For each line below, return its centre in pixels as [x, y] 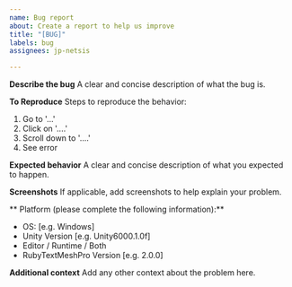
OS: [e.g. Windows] [58, 227]
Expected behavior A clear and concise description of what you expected [146, 165]
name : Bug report [42, 17]
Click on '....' [45, 129]
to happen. [29, 175]
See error [40, 148]
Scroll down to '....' [57, 138]
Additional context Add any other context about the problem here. [133, 273]
